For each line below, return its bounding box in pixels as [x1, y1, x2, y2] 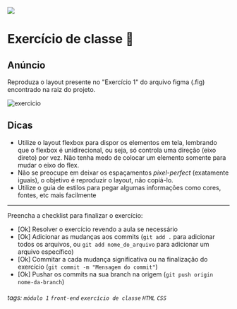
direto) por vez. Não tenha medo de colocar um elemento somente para [17, 153, 226, 162]
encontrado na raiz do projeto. [7, 86, 96, 93]
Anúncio [7, 59, 46, 71]
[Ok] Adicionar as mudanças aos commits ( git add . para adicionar [17, 232, 215, 240]
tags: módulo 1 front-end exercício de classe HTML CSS [7, 293, 167, 302]
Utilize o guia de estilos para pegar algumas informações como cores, [17, 183, 221, 192]
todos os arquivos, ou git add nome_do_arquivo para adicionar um [17, 240, 209, 248]
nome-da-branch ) [17, 277, 65, 286]
